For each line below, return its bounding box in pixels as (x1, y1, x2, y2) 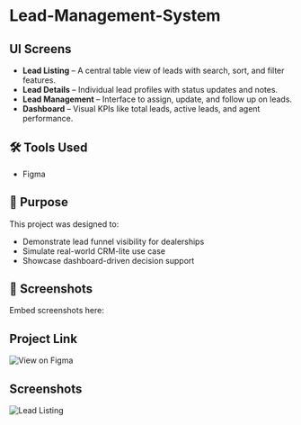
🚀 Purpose (9, 194, 69, 210)
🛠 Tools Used (9, 140, 88, 156)
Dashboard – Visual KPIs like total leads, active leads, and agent (22, 104, 261, 113)
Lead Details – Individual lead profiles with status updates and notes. (22, 85, 279, 95)
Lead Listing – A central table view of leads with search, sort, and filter (22, 65, 285, 76)
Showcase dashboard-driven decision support (22, 255, 195, 266)
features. (22, 75, 57, 86)
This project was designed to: (9, 218, 120, 230)
